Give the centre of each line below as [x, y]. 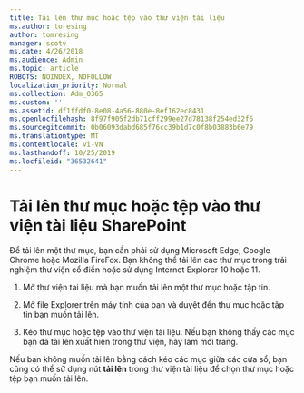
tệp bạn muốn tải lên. [49, 378]
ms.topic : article [44, 69]
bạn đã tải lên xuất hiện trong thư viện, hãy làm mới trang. [130, 342]
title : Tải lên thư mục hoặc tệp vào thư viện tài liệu [117, 18]
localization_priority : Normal [69, 85]
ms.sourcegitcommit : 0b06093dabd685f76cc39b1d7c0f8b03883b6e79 [132, 128]
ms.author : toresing [49, 26]
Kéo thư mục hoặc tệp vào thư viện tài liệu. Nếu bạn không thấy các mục [158, 332]
